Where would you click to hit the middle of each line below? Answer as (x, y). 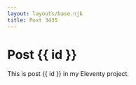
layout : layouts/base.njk (45, 14)
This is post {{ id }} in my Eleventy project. (68, 74)
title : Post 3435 (33, 20)
